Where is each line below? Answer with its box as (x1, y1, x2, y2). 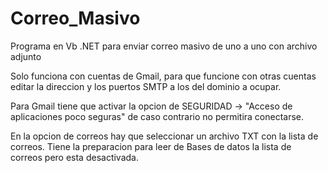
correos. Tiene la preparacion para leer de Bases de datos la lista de (10, 140, 292, 152)
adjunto (10, 50, 42, 62)
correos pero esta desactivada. (10, 151, 139, 163)
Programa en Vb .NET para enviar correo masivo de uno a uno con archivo (10, 40, 318, 52)
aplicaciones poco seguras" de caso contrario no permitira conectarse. (10, 110, 305, 122)
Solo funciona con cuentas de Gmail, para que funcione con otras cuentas (10, 70, 317, 82)
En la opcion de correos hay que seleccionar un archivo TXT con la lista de (10, 130, 319, 142)
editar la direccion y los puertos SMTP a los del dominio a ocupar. (10, 80, 282, 92)
